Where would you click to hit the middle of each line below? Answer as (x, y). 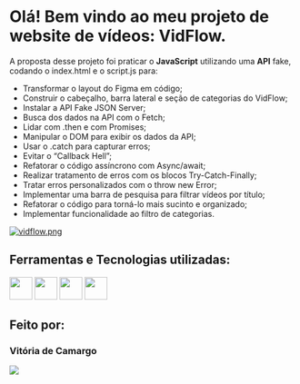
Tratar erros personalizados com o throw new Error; (120, 184)
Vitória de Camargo (53, 351)
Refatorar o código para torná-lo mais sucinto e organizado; (135, 204)
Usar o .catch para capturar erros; (86, 146)
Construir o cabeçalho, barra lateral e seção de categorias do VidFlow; (155, 98)
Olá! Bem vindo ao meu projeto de (140, 17)
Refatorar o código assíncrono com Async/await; (114, 165)
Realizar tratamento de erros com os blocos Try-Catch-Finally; (140, 175)
